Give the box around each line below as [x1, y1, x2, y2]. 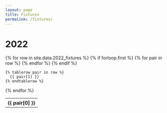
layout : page [5, 7, 33, 13]
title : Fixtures [5, 12, 39, 17]
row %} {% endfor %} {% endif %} [5, 60, 77, 66]
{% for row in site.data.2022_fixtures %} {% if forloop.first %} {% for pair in [5, 55, 162, 61]
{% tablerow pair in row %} [5, 70, 65, 75]
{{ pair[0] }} [8, 99, 35, 106]
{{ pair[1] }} [10, 74, 39, 79]
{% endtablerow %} [5, 79, 44, 84]
